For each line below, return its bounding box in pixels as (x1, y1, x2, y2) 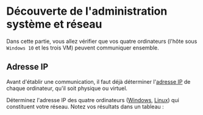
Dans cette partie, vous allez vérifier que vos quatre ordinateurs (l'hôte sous (6, 37, 198, 45)
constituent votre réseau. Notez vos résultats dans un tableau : (6, 103, 165, 110)
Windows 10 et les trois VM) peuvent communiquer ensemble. (6, 44, 160, 51)
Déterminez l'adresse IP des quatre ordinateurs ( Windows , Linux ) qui (6, 96, 180, 103)
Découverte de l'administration (6, 4, 168, 18)
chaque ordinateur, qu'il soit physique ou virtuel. (6, 84, 128, 92)
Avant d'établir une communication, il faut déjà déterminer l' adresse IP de (6, 78, 191, 85)
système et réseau (6, 17, 102, 31)
